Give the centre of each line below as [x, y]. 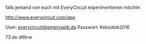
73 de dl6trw [19, 37]
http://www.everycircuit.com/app [40, 17]
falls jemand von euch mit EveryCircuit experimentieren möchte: [73, 7]
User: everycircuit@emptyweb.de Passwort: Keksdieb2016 [68, 27]
